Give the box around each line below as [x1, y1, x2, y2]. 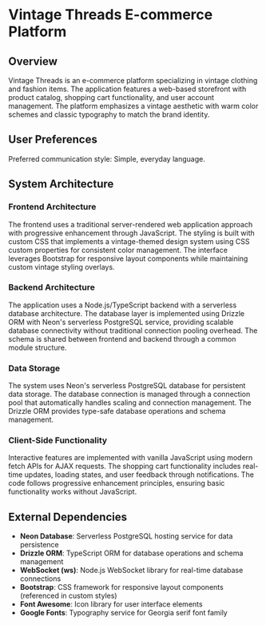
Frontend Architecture [8, 202, 97, 213]
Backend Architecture [8, 282, 96, 293]
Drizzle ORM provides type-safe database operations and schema [8, 407, 226, 416]
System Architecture [8, 178, 114, 191]
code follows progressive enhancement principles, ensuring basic [8, 479, 225, 488]
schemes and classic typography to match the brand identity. [8, 110, 210, 119]
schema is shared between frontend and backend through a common [8, 334, 236, 343]
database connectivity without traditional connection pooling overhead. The [8, 326, 258, 335]
